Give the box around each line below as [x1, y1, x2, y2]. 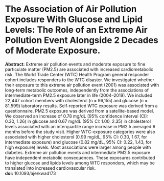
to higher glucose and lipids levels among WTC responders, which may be [5, 160, 155, 166]
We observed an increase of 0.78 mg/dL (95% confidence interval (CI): [5, 113, 148, 119]
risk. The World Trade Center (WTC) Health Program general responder [5, 71, 149, 77]
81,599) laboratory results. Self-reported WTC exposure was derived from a [5, 103, 158, 109]
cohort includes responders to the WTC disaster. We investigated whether [5, 77, 155, 83]
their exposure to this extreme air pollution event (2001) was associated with [5, 82, 159, 88]
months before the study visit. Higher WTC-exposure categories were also [5, 129, 156, 135]
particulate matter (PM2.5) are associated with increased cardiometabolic [5, 66, 154, 72]
